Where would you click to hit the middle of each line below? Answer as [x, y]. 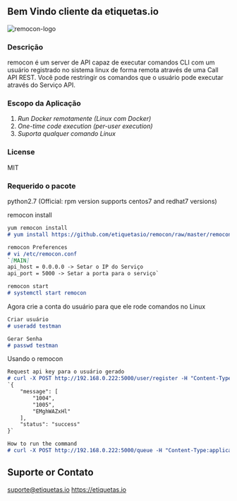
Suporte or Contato [50, 472]
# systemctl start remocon [47, 293]
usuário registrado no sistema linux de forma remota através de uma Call [113, 70]
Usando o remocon [35, 359]
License [21, 152]
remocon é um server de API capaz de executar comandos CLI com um [111, 62]
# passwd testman [33, 345]
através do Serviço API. [41, 85]
